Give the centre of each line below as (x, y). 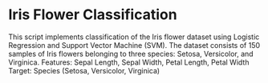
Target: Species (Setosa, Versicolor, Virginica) (84, 70)
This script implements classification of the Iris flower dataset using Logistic (134, 37)
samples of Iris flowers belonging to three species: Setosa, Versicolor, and (131, 53)
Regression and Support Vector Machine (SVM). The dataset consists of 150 (134, 45)
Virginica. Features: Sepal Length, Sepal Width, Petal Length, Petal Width (129, 62)
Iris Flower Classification (93, 15)
